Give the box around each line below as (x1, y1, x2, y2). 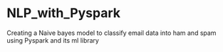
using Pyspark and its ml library (6, 36, 99, 44)
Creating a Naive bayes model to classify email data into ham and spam (6, 28, 217, 37)
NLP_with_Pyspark (6, 5, 121, 21)
